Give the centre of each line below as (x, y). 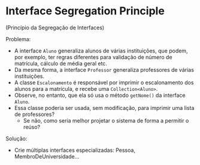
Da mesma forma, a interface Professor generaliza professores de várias (104, 69)
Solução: (16, 138)
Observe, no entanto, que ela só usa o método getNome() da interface (100, 95)
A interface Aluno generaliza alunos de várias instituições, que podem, (101, 51)
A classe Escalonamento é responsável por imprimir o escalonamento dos (104, 82)
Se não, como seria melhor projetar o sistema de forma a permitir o (106, 120)
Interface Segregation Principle (85, 11)
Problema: (18, 39)
